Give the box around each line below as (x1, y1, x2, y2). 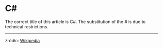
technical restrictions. (5, 24, 49, 29)
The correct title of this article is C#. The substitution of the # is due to (5, 19, 146, 24)
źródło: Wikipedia (5, 37, 40, 43)
